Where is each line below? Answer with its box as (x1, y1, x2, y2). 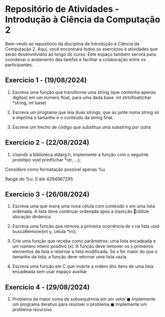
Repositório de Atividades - (5, 3, 119, 15)
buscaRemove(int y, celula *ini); (12, 229, 77, 235)
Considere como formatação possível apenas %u (5, 166, 105, 172)
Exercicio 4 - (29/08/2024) (5, 283, 90, 291)
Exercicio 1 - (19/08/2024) (5, 76, 87, 84)
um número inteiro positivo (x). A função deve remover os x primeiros (12, 243, 154, 249)
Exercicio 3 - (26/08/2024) (5, 190, 90, 198)
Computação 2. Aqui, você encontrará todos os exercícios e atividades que (5, 46, 158, 52)
